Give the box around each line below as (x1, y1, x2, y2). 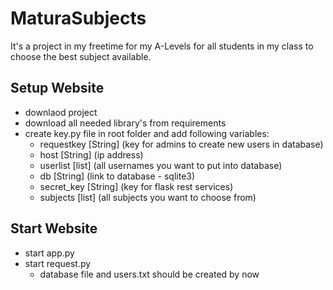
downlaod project (24, 106, 98, 118)
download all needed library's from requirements (24, 117, 227, 129)
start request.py (24, 257, 92, 269)
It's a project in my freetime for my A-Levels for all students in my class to (10, 40, 314, 52)
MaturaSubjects (10, 7, 147, 30)
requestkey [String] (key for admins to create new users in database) (39, 138, 324, 150)
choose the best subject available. (10, 50, 152, 62)
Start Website (10, 220, 98, 237)
